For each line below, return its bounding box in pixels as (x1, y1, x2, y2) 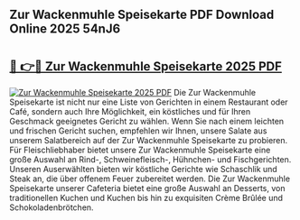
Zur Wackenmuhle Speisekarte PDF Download (9, 7, 275, 23)
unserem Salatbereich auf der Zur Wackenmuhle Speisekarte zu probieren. (9, 135, 288, 145)
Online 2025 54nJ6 (9, 22, 121, 37)
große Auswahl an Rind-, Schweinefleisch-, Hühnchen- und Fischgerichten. (9, 154, 292, 165)
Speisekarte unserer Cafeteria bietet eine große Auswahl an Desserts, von (9, 183, 286, 193)
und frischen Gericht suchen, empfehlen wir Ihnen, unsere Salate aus (9, 125, 267, 136)
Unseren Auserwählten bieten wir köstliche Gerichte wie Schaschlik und (9, 164, 277, 174)
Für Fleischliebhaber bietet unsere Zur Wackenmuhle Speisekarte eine (9, 144, 271, 155)
